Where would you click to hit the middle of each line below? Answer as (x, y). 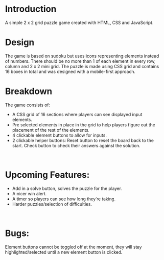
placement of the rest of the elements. (51, 130)
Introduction (31, 9)
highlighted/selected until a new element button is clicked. (64, 252)
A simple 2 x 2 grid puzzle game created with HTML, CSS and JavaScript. (79, 23)
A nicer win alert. (29, 193)
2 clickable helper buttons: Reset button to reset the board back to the (83, 140)
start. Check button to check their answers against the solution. (76, 145)
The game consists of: (28, 105)
